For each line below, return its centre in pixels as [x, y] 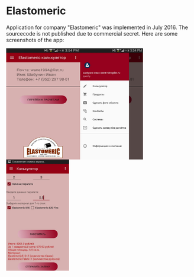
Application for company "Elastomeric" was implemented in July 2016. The [97, 27]
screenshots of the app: [35, 40]
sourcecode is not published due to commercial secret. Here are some [92, 33]
